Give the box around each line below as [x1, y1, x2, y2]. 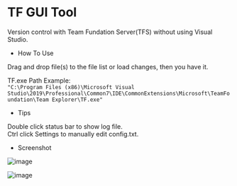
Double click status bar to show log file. [7, 122, 123, 131]
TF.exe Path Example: [7, 76, 71, 85]
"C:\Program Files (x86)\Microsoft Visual [7, 83, 135, 91]
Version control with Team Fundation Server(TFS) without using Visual [7, 28, 213, 36]
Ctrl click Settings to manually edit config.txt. [7, 129, 139, 138]
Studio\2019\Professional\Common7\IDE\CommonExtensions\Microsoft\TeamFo [7, 90, 231, 97]
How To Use [17, 49, 54, 57]
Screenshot [17, 143, 52, 152]
